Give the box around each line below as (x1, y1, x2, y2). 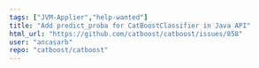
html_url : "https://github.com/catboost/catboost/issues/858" (9, 29, 243, 38)
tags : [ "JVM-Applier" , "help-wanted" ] (9, 12, 149, 22)
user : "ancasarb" (9, 37, 73, 47)
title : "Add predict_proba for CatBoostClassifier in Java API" (9, 21, 251, 30)
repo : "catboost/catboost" (9, 46, 109, 55)
